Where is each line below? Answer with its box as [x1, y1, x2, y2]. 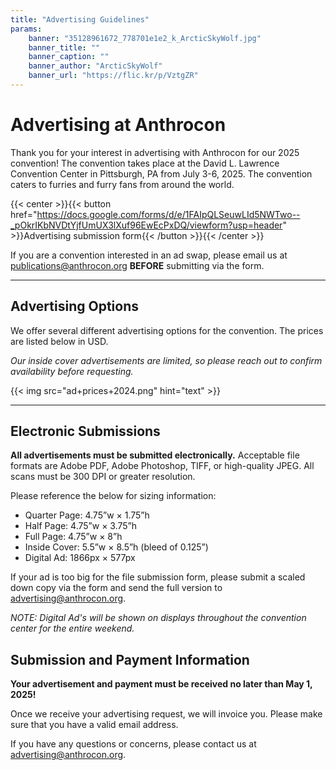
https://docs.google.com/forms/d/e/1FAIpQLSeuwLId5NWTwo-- [36, 208, 301, 220]
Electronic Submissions [10, 423, 161, 440]
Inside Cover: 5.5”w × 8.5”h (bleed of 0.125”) [24, 541, 209, 553]
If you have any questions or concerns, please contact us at [10, 738, 257, 750]
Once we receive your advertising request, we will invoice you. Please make [10, 708, 323, 720]
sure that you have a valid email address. [10, 719, 179, 731]
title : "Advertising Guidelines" [10, 14, 150, 25]
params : [10, 24, 43, 34]
